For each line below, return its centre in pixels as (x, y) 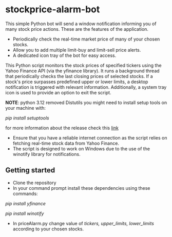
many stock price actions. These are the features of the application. (77, 29)
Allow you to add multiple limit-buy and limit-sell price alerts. (77, 50)
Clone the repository (34, 183)
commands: (25, 193)
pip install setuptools (27, 118)
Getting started (30, 170)
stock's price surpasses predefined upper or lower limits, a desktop (77, 82)
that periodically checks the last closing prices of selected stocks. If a (79, 76)
